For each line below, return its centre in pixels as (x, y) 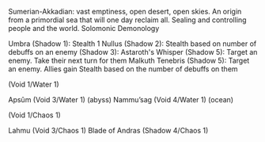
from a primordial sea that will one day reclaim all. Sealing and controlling (127, 20)
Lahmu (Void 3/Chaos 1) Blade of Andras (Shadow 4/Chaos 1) (108, 130)
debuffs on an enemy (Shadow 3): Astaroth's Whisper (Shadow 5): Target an (133, 52)
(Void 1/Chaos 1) (34, 115)
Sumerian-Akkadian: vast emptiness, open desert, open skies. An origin (125, 12)
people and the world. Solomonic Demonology (84, 28)
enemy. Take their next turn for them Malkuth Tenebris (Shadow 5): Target (129, 60)
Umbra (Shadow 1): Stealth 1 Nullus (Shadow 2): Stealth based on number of (132, 44)
